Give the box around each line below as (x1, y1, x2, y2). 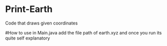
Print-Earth (5, 3, 53, 15)
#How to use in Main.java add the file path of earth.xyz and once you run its (5, 29, 162, 35)
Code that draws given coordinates (5, 20, 78, 26)
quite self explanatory (5, 35, 50, 41)
